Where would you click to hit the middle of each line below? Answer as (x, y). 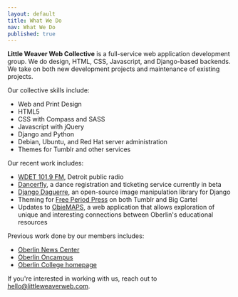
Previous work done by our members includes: (76, 236)
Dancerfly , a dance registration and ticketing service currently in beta (120, 185)
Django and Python (46, 134)
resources (32, 222)
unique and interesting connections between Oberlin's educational (115, 215)
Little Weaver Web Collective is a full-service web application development (119, 54)
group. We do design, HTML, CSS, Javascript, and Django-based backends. (119, 62)
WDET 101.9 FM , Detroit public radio (71, 177)
